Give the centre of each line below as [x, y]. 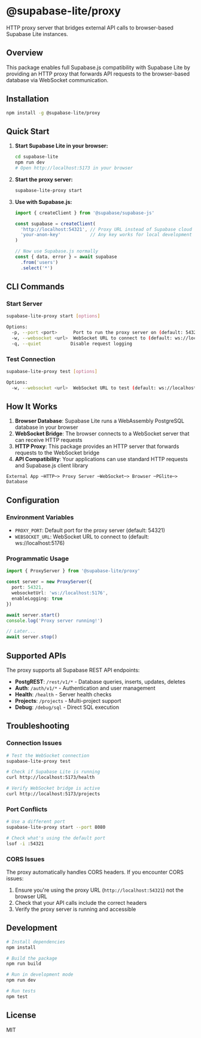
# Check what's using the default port [56, 838]
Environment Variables [40, 517]
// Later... [21, 631]
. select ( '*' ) [37, 268]
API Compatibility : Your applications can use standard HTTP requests [101, 459]
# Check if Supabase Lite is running [53, 772]
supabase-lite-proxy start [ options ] [53, 316]
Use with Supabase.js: [43, 201]
